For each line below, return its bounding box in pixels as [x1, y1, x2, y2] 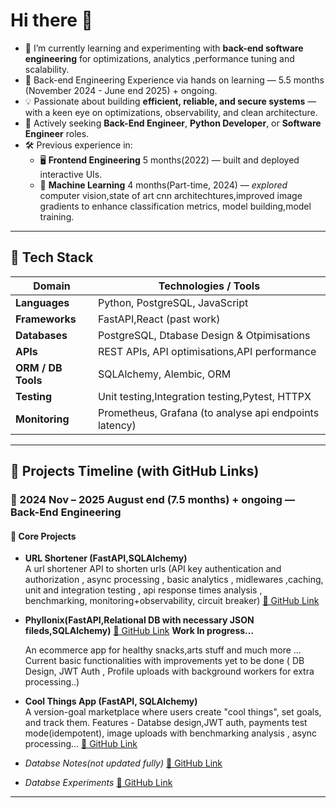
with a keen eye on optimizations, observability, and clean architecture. [24, 106, 318, 118]
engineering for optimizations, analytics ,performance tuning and [24, 52, 295, 64]
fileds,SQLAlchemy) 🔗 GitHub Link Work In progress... [24, 625, 255, 637]
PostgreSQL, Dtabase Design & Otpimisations [97, 328, 311, 342]
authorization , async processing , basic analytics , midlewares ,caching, [24, 574, 324, 586]
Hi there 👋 [10, 9, 93, 32]
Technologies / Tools [158, 279, 261, 293]
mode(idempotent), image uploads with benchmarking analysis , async [24, 727, 318, 739]
